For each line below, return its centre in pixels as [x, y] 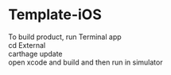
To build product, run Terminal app [65, 37]
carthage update [35, 53]
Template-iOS [55, 15]
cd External [27, 45]
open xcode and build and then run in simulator [85, 62]
